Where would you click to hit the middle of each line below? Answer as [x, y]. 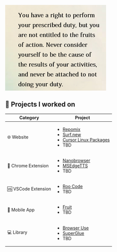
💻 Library [17, 232]
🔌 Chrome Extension [28, 166]
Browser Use [76, 228]
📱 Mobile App [21, 210]
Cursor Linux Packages [86, 140]
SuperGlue [73, 233]
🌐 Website [18, 137]
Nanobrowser [76, 160]
